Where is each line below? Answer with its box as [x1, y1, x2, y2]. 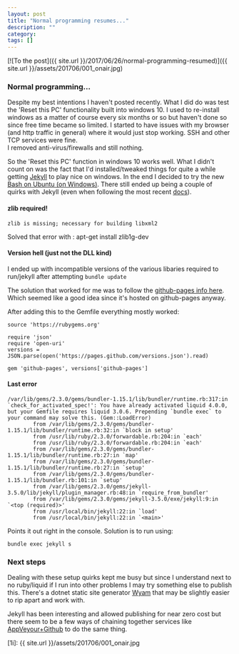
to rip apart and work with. [7, 596, 86, 605]
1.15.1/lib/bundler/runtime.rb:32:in [7, 427, 120, 434]
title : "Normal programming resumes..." [7, 17, 130, 24]
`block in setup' [122, 427, 174, 434]
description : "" [7, 24, 56, 31]
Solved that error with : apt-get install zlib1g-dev [7, 233, 149, 241]
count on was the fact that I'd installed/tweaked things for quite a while [7, 165, 216, 173]
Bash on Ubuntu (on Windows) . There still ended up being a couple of [7, 180, 213, 189]
